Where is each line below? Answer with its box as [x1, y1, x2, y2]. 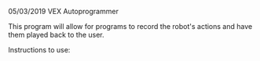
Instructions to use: [8, 45, 71, 54]
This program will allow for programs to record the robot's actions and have [8, 22, 253, 30]
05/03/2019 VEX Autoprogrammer [8, 7, 119, 16]
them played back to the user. [8, 30, 104, 39]
